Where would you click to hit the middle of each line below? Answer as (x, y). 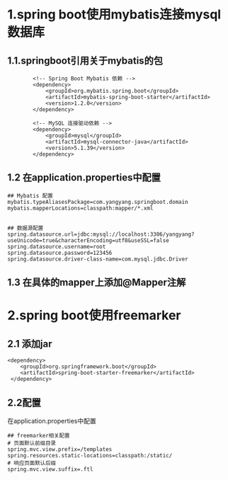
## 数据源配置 (25, 228)
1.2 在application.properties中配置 (84, 178)
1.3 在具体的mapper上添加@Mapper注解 (97, 283)
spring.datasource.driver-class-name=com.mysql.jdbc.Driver (98, 259)
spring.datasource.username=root (57, 246)
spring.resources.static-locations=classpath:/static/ (90, 456)
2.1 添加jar (30, 344)
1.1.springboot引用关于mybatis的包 (85, 61)
